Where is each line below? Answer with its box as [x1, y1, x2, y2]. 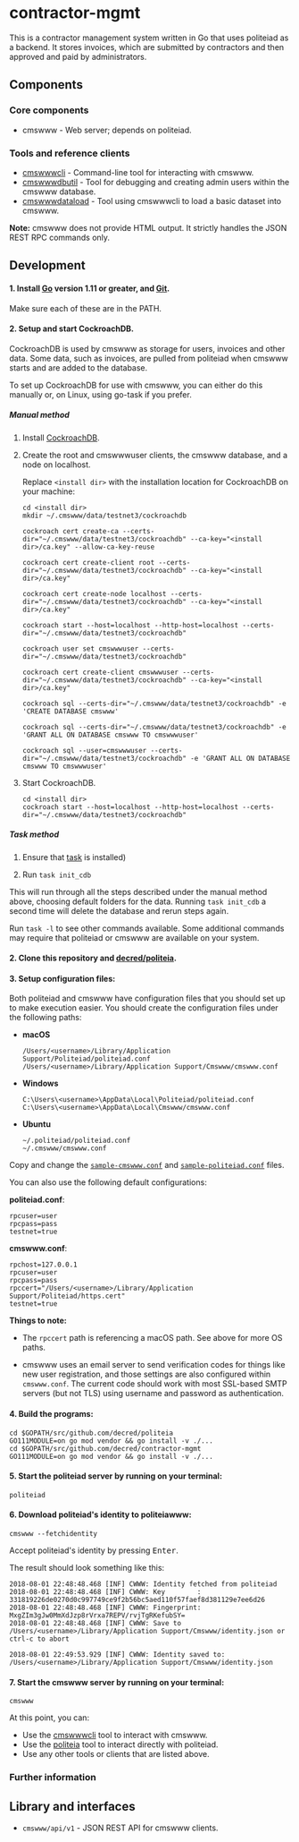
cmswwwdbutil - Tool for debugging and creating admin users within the [21, 176, 290, 187]
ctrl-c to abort [9, 1634, 70, 1644]
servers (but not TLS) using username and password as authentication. [21, 1388, 284, 1399]
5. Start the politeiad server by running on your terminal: [9, 1471, 223, 1481]
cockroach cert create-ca [21, 526, 119, 535]
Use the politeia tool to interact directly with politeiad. [21, 1739, 219, 1750]
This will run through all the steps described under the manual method [9, 886, 268, 897]
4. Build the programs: [9, 1409, 94, 1420]
